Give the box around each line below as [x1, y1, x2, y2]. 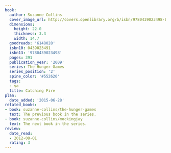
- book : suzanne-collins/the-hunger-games [5, 107, 96, 112]
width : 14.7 [14, 36, 39, 41]
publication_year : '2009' [9, 60, 65, 65]
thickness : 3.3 [14, 31, 46, 36]
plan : [5, 93, 16, 98]
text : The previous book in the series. [9, 112, 96, 117]
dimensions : [9, 21, 35, 27]
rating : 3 [9, 140, 30, 145]
